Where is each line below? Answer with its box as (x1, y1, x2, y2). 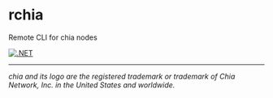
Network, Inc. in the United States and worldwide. (8, 79, 175, 90)
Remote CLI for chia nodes (8, 32, 97, 42)
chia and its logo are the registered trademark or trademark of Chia (8, 71, 236, 81)
